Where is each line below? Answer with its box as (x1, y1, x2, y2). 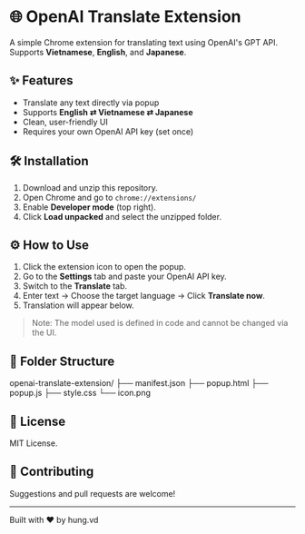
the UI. (31, 327, 57, 338)
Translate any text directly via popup (22, 97, 160, 108)
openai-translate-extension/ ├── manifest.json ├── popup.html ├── (9, 378, 269, 389)
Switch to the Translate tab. (22, 281, 128, 292)
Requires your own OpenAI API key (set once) (22, 125, 194, 137)
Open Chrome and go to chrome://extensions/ (22, 192, 197, 203)
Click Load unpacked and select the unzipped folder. (22, 211, 222, 222)
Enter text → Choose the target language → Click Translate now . (22, 291, 266, 302)
